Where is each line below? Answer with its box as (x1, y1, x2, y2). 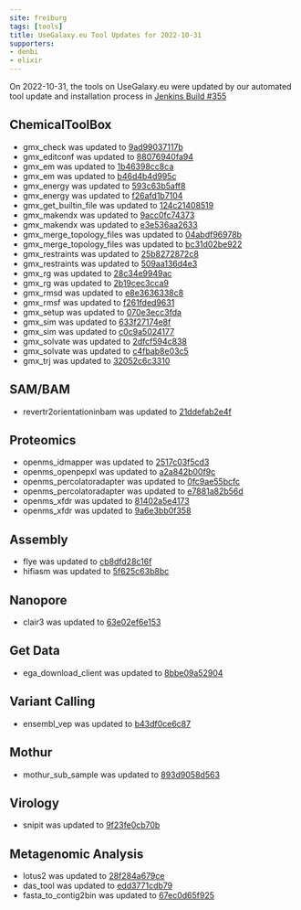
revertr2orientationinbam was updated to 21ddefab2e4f (22, 406, 233, 417)
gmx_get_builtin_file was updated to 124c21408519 (22, 199, 214, 210)
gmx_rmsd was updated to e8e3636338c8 (22, 287, 184, 298)
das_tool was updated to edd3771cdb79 (22, 880, 173, 892)
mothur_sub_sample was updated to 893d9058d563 (22, 769, 221, 780)
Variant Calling (9, 694, 96, 710)
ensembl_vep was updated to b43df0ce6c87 (22, 718, 192, 729)
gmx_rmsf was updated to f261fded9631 (22, 296, 175, 307)
